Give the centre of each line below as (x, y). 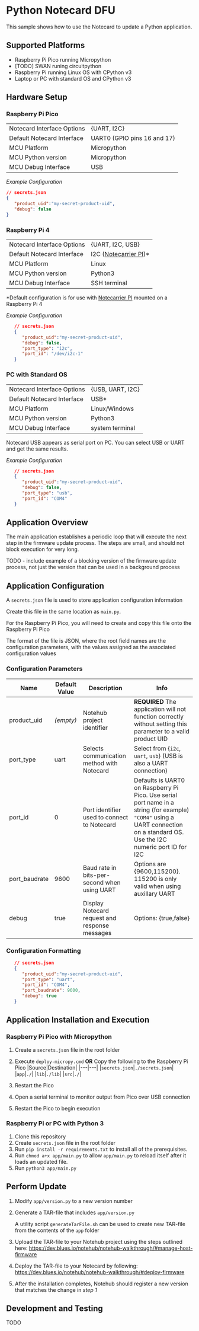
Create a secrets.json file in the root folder (67, 1049)
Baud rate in (99, 867)
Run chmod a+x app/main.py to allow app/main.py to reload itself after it (100, 1155)
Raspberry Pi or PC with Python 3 (55, 1123)
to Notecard (99, 825)
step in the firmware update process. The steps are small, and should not (95, 543)
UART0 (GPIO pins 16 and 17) (133, 138)
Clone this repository (40, 1137)
